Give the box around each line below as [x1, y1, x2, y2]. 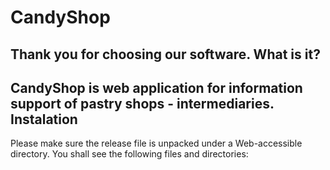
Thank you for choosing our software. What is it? [10, 46, 321, 63]
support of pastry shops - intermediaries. [10, 95, 275, 112]
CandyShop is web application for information [10, 79, 303, 96]
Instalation [10, 111, 78, 128]
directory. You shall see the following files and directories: [10, 148, 249, 160]
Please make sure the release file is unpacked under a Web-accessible [10, 137, 303, 150]
